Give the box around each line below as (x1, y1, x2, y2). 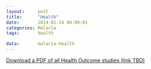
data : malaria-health (6, 41, 75, 47)
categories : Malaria (6, 25, 57, 31)
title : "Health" (6, 14, 59, 20)
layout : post (6, 8, 49, 15)
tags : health (6, 30, 54, 36)
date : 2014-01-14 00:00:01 (6, 19, 88, 25)
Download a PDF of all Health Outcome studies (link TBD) (6, 57, 145, 64)
